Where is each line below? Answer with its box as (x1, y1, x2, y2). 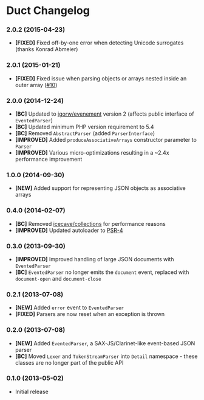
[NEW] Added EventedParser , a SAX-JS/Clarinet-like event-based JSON (15, 339, 195, 347)
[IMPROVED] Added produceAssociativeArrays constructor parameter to (15, 136, 197, 144)
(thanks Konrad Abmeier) (15, 46, 78, 53)
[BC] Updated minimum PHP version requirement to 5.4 (15, 123, 154, 131)
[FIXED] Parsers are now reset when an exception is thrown (15, 311, 165, 318)
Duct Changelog (6, 4, 90, 18)
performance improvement (15, 156, 83, 163)
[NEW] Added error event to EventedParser (15, 304, 124, 311)
